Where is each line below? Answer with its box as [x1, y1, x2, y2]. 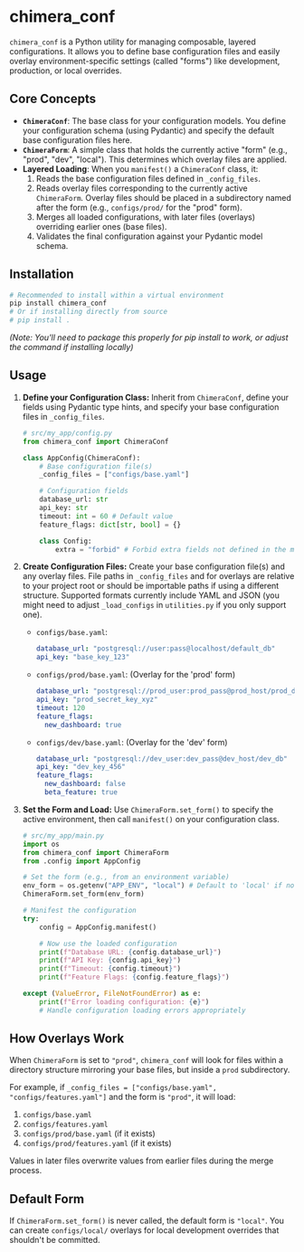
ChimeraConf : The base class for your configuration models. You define [22, 115, 287, 126]
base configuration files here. [22, 134, 133, 146]
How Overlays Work [9, 1031, 125, 1047]
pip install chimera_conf [9, 299, 107, 308]
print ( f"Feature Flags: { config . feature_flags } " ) [39, 972, 230, 982]
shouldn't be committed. [9, 1235, 101, 1246]
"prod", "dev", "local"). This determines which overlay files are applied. [22, 154, 288, 165]
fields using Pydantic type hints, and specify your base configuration [22, 401, 280, 413]
